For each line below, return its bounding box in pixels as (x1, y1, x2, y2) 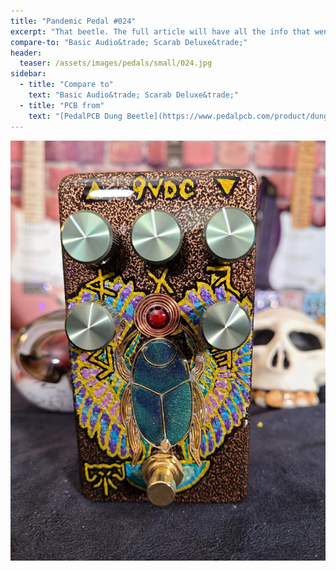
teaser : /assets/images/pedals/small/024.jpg (19, 58, 213, 69)
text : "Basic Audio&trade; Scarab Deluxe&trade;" (28, 90, 240, 100)
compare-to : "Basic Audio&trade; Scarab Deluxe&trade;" (10, 37, 248, 47)
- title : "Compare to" (19, 80, 114, 90)
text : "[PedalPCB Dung (28, 111, 123, 121)
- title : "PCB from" (19, 100, 105, 110)
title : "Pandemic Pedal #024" (10, 16, 137, 26)
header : (10, 48, 43, 58)
